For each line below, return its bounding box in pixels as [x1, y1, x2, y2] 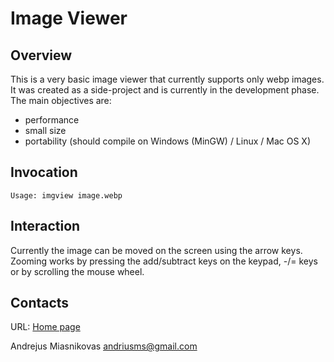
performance [24, 114, 80, 126]
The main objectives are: [10, 95, 112, 106]
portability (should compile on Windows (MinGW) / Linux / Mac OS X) [24, 135, 312, 147]
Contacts [10, 295, 70, 312]
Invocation [10, 164, 78, 181]
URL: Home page [10, 321, 81, 333]
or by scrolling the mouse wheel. [10, 265, 145, 277]
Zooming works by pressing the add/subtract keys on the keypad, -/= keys [10, 255, 318, 267]
